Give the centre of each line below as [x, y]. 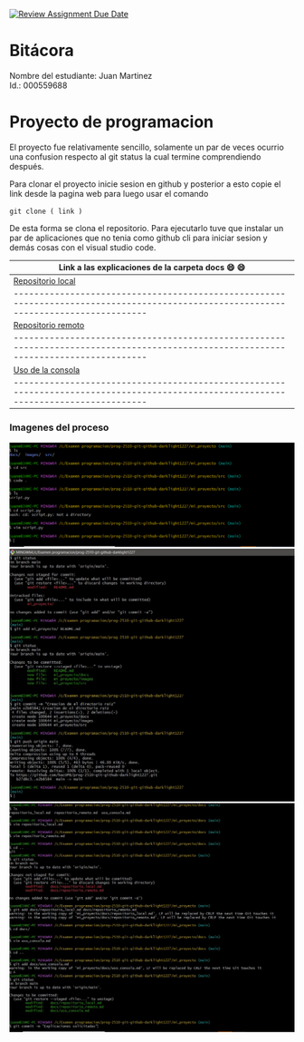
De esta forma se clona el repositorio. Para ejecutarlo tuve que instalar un [147, 228]
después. [27, 166]
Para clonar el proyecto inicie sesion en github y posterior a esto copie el [145, 184]
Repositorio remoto [49, 326]
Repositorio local [44, 280]
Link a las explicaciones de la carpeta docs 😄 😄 [152, 268]
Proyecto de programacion [112, 122]
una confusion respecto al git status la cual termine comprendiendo [135, 156]
